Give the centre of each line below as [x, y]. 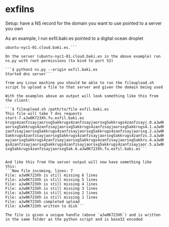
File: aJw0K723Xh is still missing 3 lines [52, 188]
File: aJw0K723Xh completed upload [43, 202]
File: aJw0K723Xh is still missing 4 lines [52, 184]
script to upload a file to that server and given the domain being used [84, 87]
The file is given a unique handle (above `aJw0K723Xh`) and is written [83, 215]
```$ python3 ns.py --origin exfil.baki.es [52, 69]
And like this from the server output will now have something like [78, 162]
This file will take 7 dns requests [44, 113]
